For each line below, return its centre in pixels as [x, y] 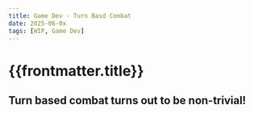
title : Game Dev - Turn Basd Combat [70, 16]
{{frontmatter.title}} [76, 71]
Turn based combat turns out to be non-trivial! [127, 100]
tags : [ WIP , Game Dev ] [46, 31]
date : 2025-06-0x [37, 23]
